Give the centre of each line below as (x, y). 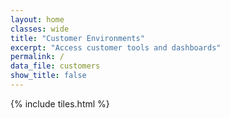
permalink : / (37, 57)
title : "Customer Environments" (77, 38)
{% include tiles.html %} (60, 103)
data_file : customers (55, 66)
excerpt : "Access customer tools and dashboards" (116, 47)
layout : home (37, 19)
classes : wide (40, 29)
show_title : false (48, 76)
